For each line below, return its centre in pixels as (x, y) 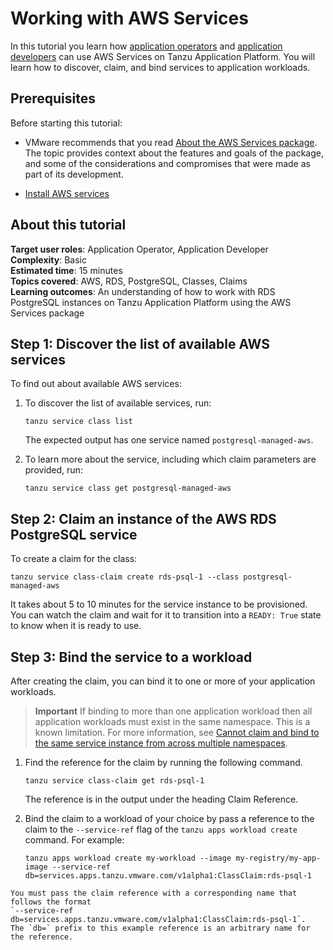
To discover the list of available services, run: (118, 403)
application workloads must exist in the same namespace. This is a (172, 721)
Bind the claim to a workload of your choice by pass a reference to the (169, 818)
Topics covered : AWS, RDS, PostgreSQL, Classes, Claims (129, 281)
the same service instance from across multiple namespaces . (161, 743)
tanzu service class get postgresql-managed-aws (128, 488)
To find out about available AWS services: (96, 384)
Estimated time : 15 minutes (66, 270)
